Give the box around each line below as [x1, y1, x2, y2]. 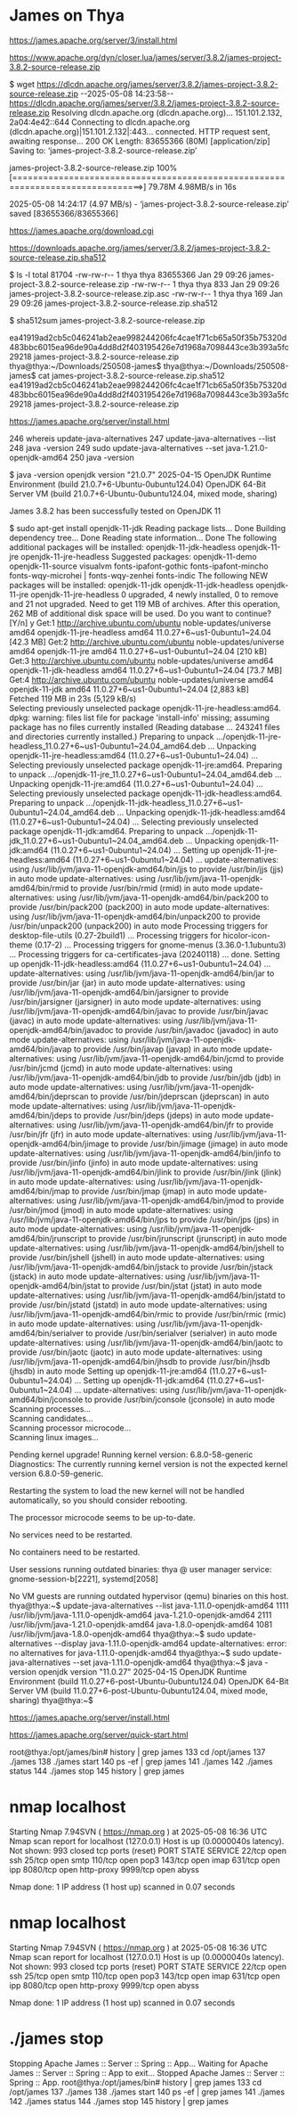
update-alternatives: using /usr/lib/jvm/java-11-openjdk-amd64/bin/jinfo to [9, 1147, 282, 1159]
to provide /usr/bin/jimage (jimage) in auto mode [110, 1138, 289, 1149]
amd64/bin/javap [9, 1044, 73, 1054]
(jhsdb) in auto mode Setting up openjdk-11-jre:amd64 [9, 1365, 207, 1376]
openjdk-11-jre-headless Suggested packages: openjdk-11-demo [20, 551, 257, 562]
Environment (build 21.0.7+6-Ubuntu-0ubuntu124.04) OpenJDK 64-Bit [9, 479, 267, 489]
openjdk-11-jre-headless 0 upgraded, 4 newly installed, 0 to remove [30, 589, 278, 600]
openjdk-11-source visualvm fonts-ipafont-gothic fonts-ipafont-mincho [9, 561, 269, 571]
